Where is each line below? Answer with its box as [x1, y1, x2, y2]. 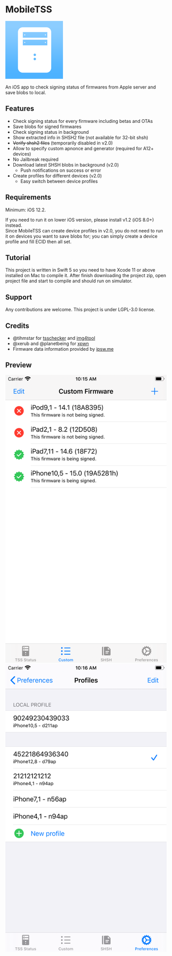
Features [5, 104, 34, 113]
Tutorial [5, 253, 31, 262]
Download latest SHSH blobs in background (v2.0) [12, 161, 119, 168]
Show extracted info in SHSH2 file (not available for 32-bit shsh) [12, 134, 148, 140]
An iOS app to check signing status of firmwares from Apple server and [5, 84, 156, 90]
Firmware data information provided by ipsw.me [12, 346, 114, 352]
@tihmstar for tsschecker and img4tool [12, 335, 96, 341]
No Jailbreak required [12, 156, 59, 163]
